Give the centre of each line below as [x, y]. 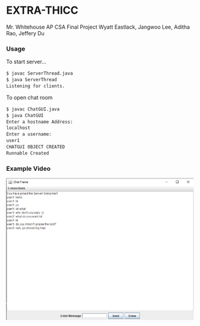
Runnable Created [28, 153]
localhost [18, 128]
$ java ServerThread [32, 80]
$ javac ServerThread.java [40, 73]
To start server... [26, 62]
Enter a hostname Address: [40, 122]
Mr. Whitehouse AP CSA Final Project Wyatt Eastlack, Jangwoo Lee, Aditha [98, 27]
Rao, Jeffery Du [25, 33]
